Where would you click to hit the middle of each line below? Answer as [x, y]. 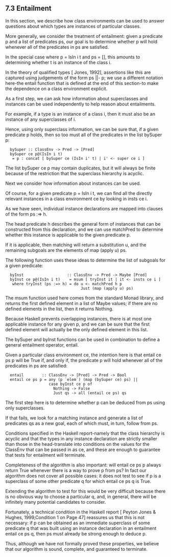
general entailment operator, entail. [42, 345]
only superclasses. [25, 408]
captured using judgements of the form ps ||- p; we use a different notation [84, 78]
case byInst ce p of [71, 384]
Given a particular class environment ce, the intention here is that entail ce [83, 355]
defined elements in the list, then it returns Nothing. [59, 309]
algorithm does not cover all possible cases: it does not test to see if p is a [83, 476]
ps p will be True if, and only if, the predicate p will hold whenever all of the [84, 360]
